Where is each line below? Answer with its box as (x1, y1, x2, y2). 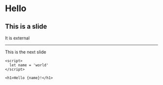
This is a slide (5, 22, 47, 31)
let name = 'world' (9, 63, 49, 68)
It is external (5, 35, 30, 41)
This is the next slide (5, 49, 47, 55)
